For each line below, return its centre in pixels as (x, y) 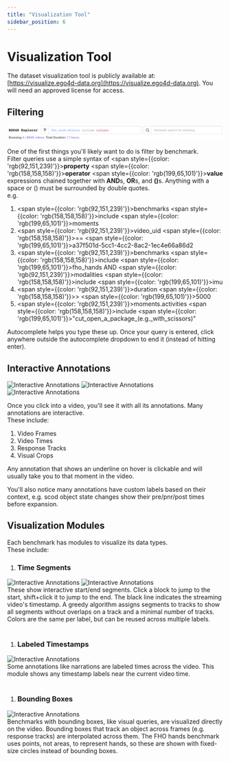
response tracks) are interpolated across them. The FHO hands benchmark (113, 736)
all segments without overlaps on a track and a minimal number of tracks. (111, 612)
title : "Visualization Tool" (49, 14)
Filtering (25, 112)
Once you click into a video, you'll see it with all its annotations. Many (105, 405)
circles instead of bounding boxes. (69, 750)
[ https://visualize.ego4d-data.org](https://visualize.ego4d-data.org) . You (110, 83)
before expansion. (33, 504)
